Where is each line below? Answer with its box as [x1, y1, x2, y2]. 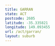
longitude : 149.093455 [5, 25, 50, 30]
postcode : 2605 [5, 16, 35, 21]
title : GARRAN [5, 7, 33, 12]
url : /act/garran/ [5, 29, 42, 34]
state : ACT [5, 11, 27, 16]
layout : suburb [5, 34, 35, 39]
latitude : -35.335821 [5, 20, 48, 25]
